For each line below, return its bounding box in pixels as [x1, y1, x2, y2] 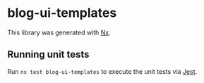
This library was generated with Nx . [7, 28, 111, 37]
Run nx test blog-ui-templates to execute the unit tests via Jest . [7, 67, 198, 75]
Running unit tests [7, 49, 90, 60]
